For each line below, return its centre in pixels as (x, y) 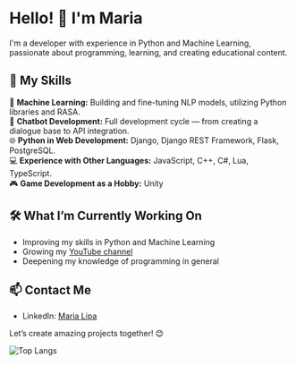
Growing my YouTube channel (77, 251)
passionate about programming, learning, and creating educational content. (148, 52)
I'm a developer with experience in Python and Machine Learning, (131, 43)
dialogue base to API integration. (69, 131)
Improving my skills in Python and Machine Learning (118, 242)
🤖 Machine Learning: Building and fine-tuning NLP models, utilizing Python (148, 102)
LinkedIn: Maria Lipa (59, 316)
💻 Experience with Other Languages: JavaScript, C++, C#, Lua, (129, 160)
